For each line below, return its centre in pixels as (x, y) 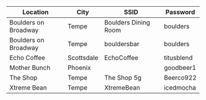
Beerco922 (180, 78)
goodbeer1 (180, 68)
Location (36, 12)
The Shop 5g (123, 78)
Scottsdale (83, 58)
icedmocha (180, 87)
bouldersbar (122, 44)
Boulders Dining (127, 22)
